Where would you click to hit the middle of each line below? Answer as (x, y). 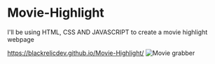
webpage (21, 39)
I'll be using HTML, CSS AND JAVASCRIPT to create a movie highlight (107, 32)
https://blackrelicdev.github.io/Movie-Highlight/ (76, 53)
